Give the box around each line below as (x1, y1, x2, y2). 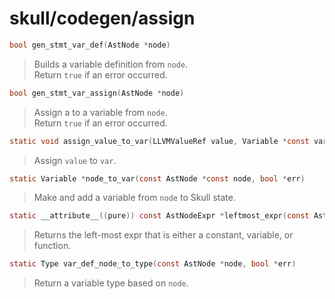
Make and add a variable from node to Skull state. (33, 192, 236, 204)
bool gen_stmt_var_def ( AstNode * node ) (9, 40, 171, 50)
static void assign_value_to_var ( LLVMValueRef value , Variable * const (9, 136, 310, 146)
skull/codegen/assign (9, 7, 196, 30)
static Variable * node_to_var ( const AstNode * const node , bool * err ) (9, 173, 306, 184)
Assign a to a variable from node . (33, 106, 168, 118)
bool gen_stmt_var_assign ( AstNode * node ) (9, 88, 185, 98)
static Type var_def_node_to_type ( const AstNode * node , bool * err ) (9, 259, 297, 269)
